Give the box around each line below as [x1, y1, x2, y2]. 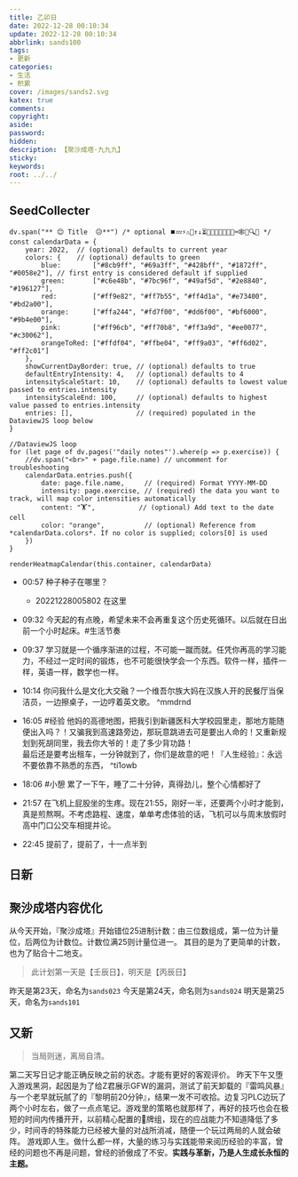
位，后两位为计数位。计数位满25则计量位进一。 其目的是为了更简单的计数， [9, 937, 286, 948]
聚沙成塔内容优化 [9, 900, 103, 916]
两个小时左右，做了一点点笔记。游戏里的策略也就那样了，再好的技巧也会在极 [9, 1103, 289, 1114]
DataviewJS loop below [9, 417, 93, 426]
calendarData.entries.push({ [25, 471, 133, 480]
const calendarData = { [9, 237, 98, 247]
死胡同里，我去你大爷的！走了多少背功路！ [37, 738, 193, 749]
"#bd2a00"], [9, 300, 53, 309]
